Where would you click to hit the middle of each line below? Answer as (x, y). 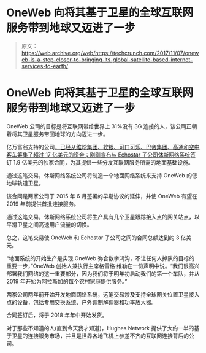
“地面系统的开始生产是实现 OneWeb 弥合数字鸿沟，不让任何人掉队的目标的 (101, 258)
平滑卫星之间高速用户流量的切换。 (49, 224)
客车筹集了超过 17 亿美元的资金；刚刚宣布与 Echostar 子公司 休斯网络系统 (98, 155)
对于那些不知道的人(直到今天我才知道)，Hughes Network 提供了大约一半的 (100, 328)
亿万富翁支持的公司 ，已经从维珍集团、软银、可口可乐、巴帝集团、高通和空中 (103, 147)
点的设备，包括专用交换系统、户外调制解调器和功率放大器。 (82, 302)
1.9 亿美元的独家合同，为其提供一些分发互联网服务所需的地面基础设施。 (104, 162)
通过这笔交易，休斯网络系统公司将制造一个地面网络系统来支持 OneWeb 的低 (102, 175)
